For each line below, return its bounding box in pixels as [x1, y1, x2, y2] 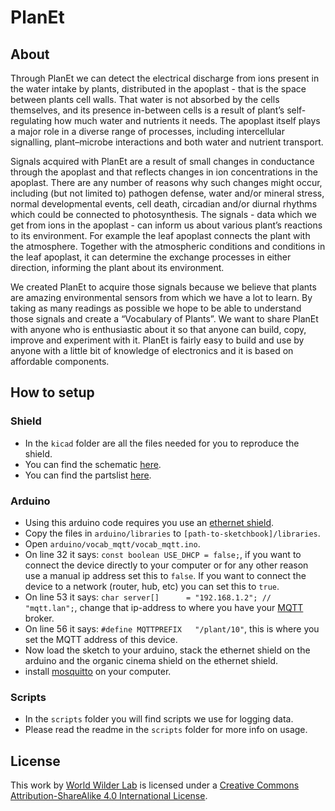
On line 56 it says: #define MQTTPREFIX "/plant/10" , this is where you [24, 622, 320, 635]
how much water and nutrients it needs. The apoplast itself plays [54, 115, 321, 126]
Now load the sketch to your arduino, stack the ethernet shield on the [24, 644, 311, 656]
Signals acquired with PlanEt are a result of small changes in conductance [10, 156, 315, 167]
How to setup [10, 384, 95, 401]
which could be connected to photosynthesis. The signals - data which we [10, 209, 317, 220]
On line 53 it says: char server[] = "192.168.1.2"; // [24, 591, 272, 603]
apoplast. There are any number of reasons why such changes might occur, [10, 177, 323, 188]
